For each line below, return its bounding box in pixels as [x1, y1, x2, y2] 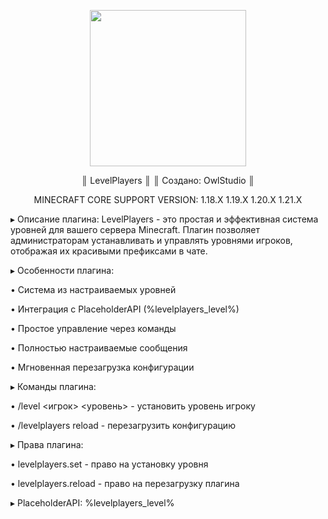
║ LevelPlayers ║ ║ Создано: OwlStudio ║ [81, 175, 255, 186]
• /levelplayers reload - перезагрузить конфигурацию [10, 420, 236, 431]
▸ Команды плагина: [10, 381, 97, 392]
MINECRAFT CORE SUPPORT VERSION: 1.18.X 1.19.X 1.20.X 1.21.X [33, 194, 303, 205]
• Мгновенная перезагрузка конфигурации [10, 361, 195, 373]
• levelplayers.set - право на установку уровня [10, 458, 209, 470]
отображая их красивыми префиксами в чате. [10, 245, 208, 257]
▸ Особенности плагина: [10, 265, 115, 276]
